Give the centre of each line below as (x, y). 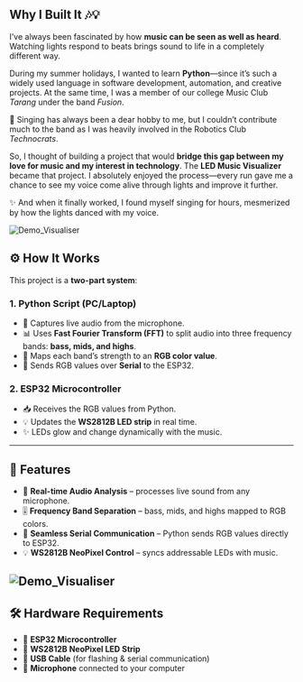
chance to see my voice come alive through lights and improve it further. (144, 185)
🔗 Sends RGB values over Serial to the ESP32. (108, 365)
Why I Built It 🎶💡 (55, 15)
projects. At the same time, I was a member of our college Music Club (139, 92)
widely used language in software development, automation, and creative (146, 83)
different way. (35, 55)
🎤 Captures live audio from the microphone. (103, 323)
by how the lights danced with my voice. (84, 212)
